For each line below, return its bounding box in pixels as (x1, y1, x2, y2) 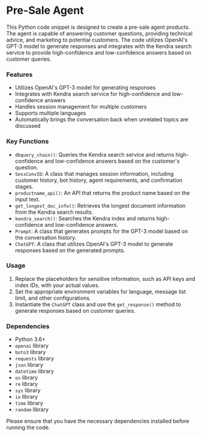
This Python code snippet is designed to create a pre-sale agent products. (6, 23, 190, 31)
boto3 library (14, 349, 46, 356)
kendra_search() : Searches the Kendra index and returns (14, 214, 155, 222)
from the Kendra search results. (14, 208, 94, 215)
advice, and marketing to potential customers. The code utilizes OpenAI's (6, 36, 188, 43)
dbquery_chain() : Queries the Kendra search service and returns (14, 151, 175, 158)
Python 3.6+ (14, 336, 46, 343)
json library (14, 361, 44, 369)
